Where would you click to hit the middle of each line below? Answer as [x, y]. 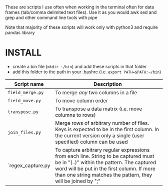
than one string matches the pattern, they [103, 175]
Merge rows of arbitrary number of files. [102, 123]
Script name [29, 84]
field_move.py [24, 101]
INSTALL [23, 53]
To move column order [81, 101]
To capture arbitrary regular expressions [102, 150]
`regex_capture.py [29, 166]
